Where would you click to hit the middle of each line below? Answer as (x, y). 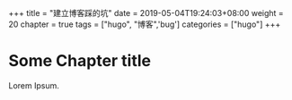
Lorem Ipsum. (34, 85)
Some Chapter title (80, 61)
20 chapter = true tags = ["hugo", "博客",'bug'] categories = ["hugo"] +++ (145, 24)
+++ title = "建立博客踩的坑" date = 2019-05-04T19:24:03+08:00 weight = (146, 13)
